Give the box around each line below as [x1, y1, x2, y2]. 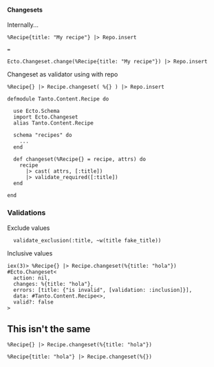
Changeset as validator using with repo [7, 70, 118, 78]
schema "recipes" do [13, 132, 72, 139]
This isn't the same [7, 323, 91, 335]
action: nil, [13, 274, 51, 282]
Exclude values [7, 224, 50, 232]
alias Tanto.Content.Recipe [13, 120, 94, 127]
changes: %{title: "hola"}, [13, 280, 94, 287]
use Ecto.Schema [13, 107, 60, 115]
